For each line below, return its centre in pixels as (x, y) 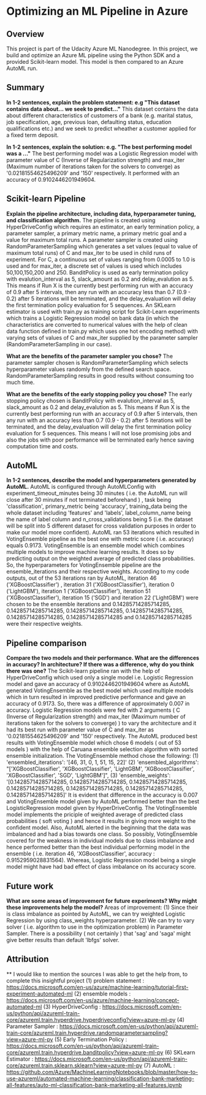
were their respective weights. (44, 624)
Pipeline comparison (47, 643)
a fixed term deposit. (32, 135)
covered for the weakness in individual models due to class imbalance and (100, 841)
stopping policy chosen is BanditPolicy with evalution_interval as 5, (91, 400)
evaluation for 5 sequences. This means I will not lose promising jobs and (99, 433)
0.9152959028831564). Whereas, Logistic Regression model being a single (101, 860)
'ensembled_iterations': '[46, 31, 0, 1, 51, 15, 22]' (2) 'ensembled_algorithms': (103, 762)
